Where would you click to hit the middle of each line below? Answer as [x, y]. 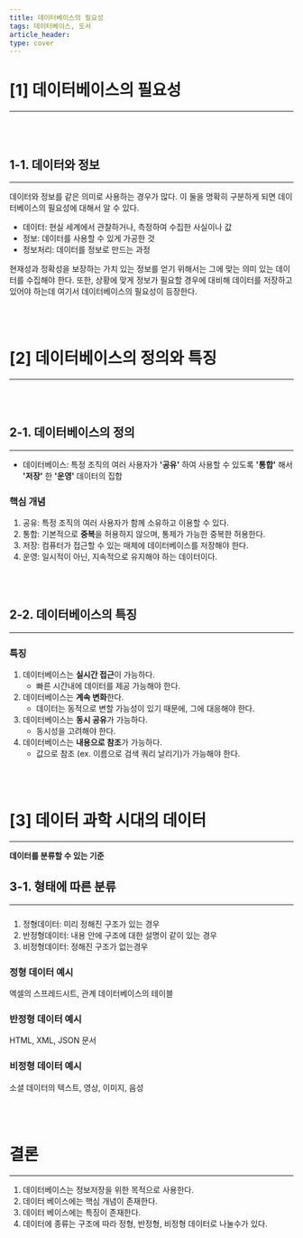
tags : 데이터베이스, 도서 [50, 26]
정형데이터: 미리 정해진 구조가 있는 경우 [91, 924]
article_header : [40, 34]
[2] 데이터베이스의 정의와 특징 [113, 358]
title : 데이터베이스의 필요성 [56, 18]
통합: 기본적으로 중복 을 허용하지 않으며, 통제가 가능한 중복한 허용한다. [144, 535]
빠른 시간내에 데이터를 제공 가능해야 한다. [108, 686]
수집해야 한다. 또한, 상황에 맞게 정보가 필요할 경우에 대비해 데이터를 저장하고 [159, 280]
